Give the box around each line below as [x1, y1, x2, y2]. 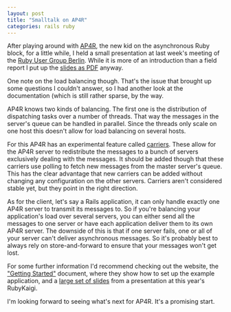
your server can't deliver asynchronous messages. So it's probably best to [7, 234, 219, 242]
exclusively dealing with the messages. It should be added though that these [7, 155, 224, 163]
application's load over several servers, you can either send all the [7, 212, 195, 220]
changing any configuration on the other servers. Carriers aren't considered [7, 177, 222, 185]
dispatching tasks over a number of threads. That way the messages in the [7, 112, 219, 121]
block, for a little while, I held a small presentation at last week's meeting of [7, 49, 220, 57]
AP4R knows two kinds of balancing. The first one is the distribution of [7, 105, 208, 114]
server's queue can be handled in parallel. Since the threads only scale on [7, 120, 217, 128]
